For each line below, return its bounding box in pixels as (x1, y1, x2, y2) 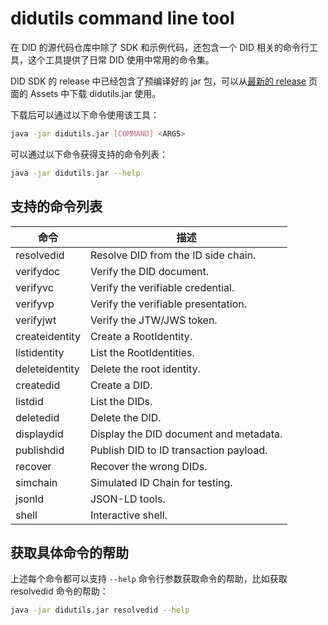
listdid (15, 394, 44, 408)
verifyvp (15, 297, 55, 311)
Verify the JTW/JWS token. (89, 313, 218, 327)
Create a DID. (89, 378, 153, 392)
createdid (15, 378, 61, 392)
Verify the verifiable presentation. (89, 297, 248, 311)
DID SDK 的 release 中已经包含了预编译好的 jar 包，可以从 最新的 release (10, 75, 307, 87)
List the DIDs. (89, 394, 153, 408)
